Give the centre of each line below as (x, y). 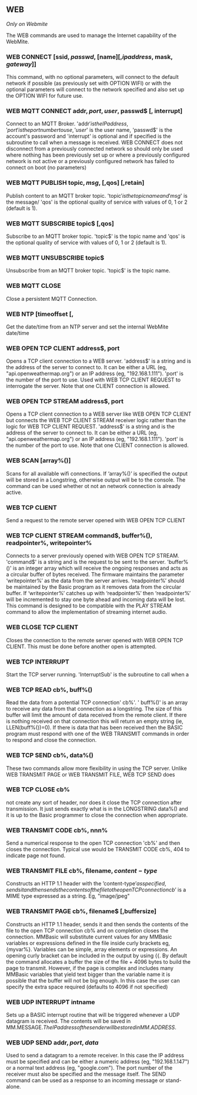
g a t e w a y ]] (21, 64)
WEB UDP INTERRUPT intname (51, 1002)
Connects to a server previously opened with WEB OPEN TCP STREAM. (93, 556)
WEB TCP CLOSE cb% (38, 789)
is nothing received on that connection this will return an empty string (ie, (95, 721)
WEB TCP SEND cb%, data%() (50, 755)
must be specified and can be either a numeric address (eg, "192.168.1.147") (98, 1061)
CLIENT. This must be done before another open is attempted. (81, 646)
